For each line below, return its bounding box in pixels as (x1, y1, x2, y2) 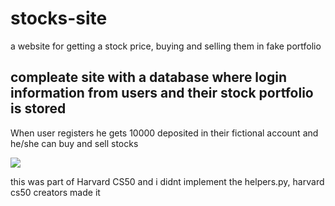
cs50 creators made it (10, 186, 101, 198)
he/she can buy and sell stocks (10, 137, 139, 149)
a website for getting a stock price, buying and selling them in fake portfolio (10, 40, 322, 52)
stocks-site (10, 7, 108, 30)
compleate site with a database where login (10, 69, 287, 86)
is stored (10, 100, 67, 117)
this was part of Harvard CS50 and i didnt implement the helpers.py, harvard (10, 175, 325, 187)
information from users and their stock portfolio (10, 85, 314, 102)
